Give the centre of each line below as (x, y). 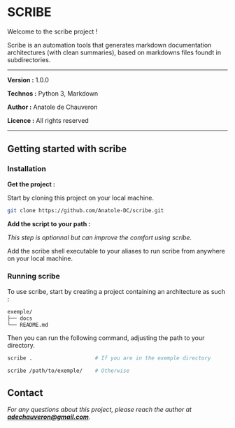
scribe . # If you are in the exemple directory (109, 358)
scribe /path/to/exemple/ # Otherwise (69, 371)
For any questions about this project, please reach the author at (100, 409)
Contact (25, 393)
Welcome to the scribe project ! (52, 31)
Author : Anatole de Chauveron (52, 107)
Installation (27, 169)
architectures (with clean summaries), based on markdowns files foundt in (114, 52)
